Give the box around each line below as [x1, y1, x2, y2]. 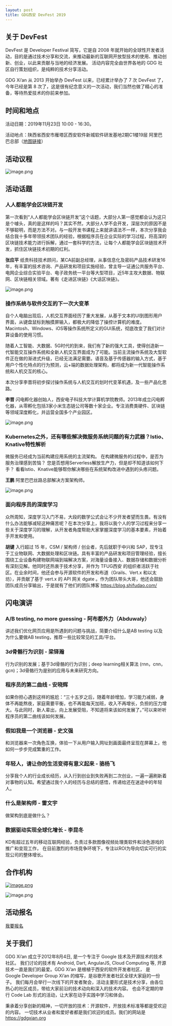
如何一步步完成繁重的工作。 [5, 746, 64, 753]
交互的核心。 [23, 368, 50, 374]
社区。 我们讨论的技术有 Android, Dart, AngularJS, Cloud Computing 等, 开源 [5, 960, 166, 966]
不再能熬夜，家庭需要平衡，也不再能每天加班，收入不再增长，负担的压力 [9, 700, 162, 707]
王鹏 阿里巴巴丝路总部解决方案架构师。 [5, 477, 88, 483]
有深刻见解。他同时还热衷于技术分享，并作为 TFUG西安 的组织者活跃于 [5, 563, 155, 569]
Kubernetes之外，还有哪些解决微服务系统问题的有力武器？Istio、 [5, 433, 167, 440]
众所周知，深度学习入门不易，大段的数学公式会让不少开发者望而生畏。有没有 [5, 514, 167, 520]
